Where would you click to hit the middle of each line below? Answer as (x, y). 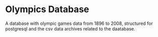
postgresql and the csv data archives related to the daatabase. (70, 28)
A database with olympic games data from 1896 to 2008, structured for (79, 23)
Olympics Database (47, 9)
